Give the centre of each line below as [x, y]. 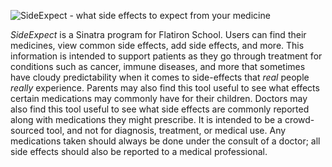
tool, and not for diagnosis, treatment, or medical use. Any [166, 130]
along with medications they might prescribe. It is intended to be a [146, 119]
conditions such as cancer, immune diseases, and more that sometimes [158, 66]
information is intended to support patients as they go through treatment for [166, 56]
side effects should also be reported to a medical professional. [139, 151]
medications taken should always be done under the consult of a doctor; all [165, 141]
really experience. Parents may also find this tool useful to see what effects [165, 88]
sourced [27, 130]
